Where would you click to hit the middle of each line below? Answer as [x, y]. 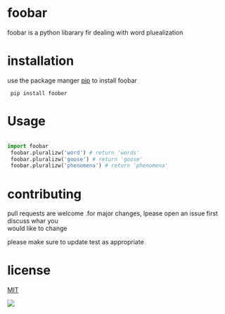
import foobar [28, 146]
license [29, 271]
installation [41, 61]
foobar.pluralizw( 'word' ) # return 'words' [75, 153]
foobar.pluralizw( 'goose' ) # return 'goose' [76, 159]
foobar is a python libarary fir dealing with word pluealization [95, 32]
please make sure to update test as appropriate [76, 242]
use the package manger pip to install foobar [72, 80]
